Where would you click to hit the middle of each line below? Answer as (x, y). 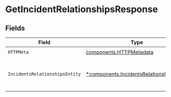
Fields (15, 28)
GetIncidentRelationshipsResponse (82, 9)
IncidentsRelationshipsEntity (45, 74)
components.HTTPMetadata (120, 52)
